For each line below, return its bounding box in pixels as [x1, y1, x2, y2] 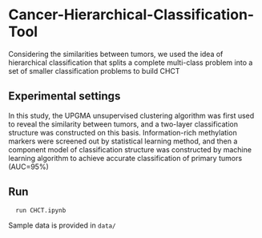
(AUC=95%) [8, 162, 50, 171]
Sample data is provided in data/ [8, 220, 116, 230]
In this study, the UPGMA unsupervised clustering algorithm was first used [8, 111, 255, 120]
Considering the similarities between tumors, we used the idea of [8, 49, 224, 58]
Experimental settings [8, 90, 121, 103]
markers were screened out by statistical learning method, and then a [8, 136, 238, 146]
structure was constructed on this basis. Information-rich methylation [8, 127, 238, 137]
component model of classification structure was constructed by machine [8, 144, 252, 154]
